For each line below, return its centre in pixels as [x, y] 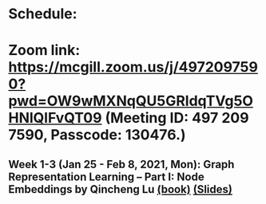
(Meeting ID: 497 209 [177, 118]
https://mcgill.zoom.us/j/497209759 [133, 67]
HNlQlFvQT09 [55, 118]
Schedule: [43, 14]
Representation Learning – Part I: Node [107, 177]
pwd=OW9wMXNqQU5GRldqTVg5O [131, 101]
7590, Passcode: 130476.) [97, 135]
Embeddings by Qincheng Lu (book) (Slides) [121, 189]
